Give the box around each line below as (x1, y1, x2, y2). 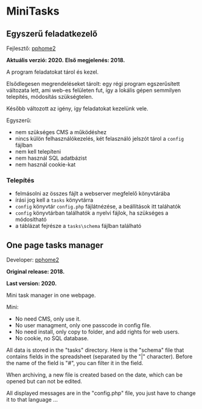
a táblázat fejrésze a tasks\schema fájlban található (15, 222, 142, 230)
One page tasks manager (6, 240, 103, 251)
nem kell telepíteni (15, 148, 61, 155)
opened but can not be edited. (6, 378, 82, 385)
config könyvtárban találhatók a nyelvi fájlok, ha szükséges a (15, 209, 169, 217)
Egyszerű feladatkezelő (6, 29, 98, 39)
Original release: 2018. (6, 268, 65, 276)
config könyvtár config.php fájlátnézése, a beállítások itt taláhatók (15, 203, 181, 210)
